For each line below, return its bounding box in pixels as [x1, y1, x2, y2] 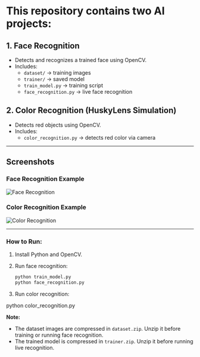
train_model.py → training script [23, 82, 103, 89]
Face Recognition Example [6, 175, 85, 183]
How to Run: [6, 237, 43, 245]
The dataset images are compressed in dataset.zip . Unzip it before [14, 325, 181, 332]
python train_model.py [14, 274, 71, 280]
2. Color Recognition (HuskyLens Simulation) [6, 106, 177, 116]
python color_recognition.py [6, 301, 76, 309]
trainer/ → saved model [23, 76, 85, 82]
